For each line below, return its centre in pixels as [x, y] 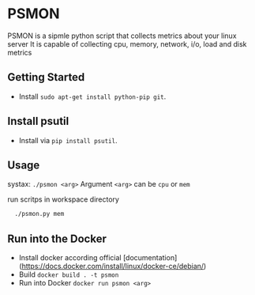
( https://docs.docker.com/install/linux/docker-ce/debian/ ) [112, 267]
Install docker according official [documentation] [98, 258]
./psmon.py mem [39, 214]
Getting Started [46, 77]
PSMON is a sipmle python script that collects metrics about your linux [122, 36]
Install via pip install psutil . [68, 140]
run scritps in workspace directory [64, 199]
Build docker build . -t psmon [69, 274]
